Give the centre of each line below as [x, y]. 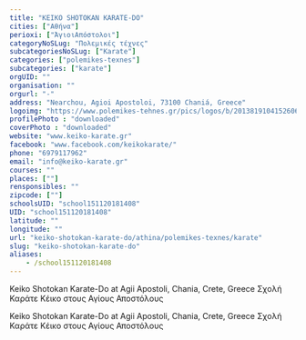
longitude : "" [36, 229]
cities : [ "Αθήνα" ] [44, 26]
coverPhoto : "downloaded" [61, 128]
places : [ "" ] [34, 178]
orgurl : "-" [32, 94]
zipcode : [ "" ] [36, 195]
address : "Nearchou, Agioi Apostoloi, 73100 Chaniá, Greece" [128, 102]
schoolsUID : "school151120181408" [75, 204]
